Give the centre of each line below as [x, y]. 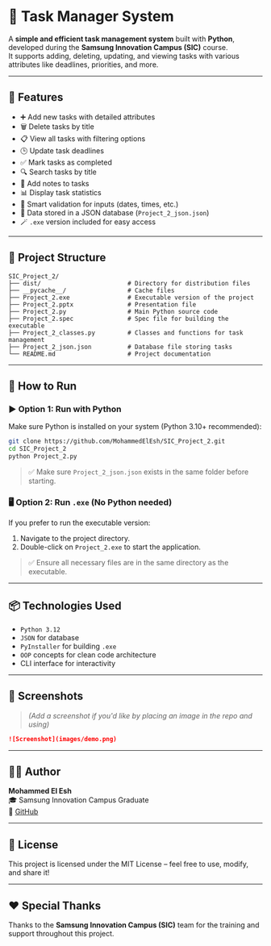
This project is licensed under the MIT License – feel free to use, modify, [128, 864]
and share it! [29, 873]
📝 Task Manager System [91, 17]
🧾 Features [36, 97]
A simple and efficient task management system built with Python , [122, 39]
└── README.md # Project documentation [110, 354]
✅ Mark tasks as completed [66, 162]
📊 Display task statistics [61, 192]
